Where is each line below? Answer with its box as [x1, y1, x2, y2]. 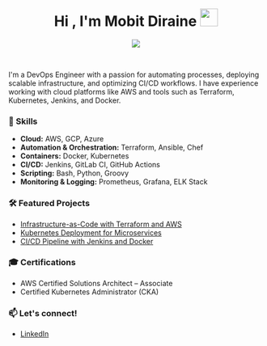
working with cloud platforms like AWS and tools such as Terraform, [8, 86, 235, 96]
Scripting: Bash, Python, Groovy [19, 168, 129, 178]
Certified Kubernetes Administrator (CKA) [19, 287, 159, 297]
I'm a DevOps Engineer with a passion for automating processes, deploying [8, 70, 260, 79]
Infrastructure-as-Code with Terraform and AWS [19, 219, 182, 229]
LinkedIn [19, 329, 49, 339]
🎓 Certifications [8, 257, 76, 268]
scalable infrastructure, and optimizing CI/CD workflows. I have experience [8, 78, 259, 88]
